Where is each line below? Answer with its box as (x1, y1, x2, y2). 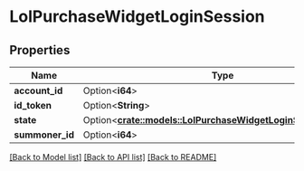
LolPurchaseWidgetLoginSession (9, 6, 265, 27)
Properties (9, 43, 71, 58)
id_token (14, 100, 52, 111)
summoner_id (14, 128, 75, 141)
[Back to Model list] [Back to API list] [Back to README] (9, 152, 217, 162)
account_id (14, 84, 63, 97)
